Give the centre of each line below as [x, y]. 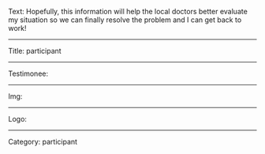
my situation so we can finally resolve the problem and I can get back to [125, 20]
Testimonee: [28, 73]
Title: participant [35, 51]
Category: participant [43, 142]
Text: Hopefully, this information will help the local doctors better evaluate [128, 11]
